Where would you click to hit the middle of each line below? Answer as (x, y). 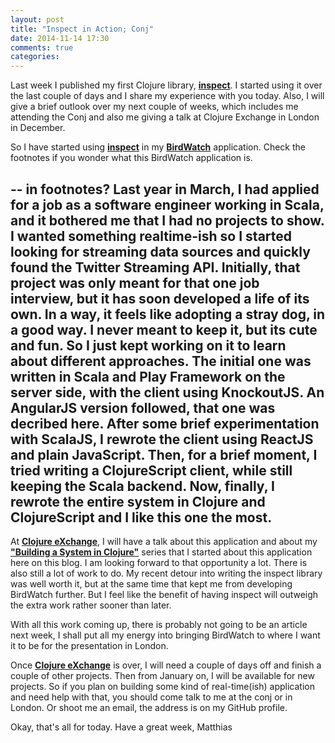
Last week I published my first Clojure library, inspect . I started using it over (166, 85)
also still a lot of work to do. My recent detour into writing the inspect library (166, 573)
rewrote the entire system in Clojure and (138, 501)
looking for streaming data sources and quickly (160, 251)
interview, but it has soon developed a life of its (160, 298)
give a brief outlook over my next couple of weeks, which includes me (154, 107)
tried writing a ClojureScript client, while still (151, 470)
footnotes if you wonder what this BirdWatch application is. (131, 158)
